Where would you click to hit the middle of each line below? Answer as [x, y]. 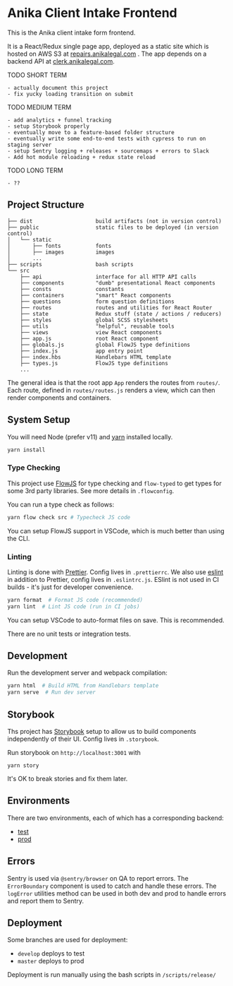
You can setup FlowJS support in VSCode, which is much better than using [116, 530]
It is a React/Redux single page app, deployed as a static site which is [108, 46]
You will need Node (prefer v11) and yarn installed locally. [90, 436]
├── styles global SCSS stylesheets [94, 320]
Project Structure [46, 205]
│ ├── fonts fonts [59, 246]
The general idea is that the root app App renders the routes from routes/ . [114, 382]
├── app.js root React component [89, 338]
